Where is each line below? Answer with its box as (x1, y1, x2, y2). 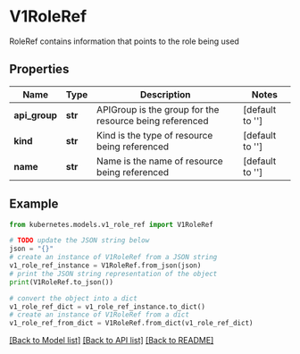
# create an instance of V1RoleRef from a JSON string (9, 253, 218, 262)
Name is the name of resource (96, 155, 223, 167)
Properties (9, 62, 70, 77)
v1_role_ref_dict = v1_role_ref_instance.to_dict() (9, 302, 205, 311)
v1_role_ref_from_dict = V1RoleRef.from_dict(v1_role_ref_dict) (9, 319, 254, 328)
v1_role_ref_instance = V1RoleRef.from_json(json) (9, 261, 202, 270)
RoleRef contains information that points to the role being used (9, 36, 239, 46)
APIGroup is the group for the (96, 103, 220, 115)
